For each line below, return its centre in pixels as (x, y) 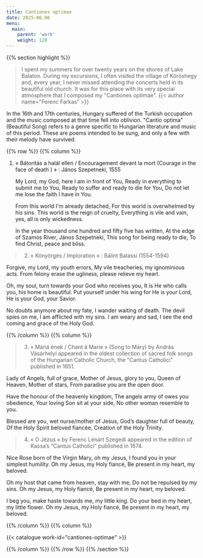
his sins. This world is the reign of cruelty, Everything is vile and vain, (101, 213)
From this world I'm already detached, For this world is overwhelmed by (105, 206)
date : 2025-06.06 (28, 18)
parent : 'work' (36, 35)
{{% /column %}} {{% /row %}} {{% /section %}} (68, 549)
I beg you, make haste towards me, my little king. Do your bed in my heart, (99, 501)
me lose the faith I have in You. (53, 194)
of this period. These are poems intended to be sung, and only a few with (98, 133)
